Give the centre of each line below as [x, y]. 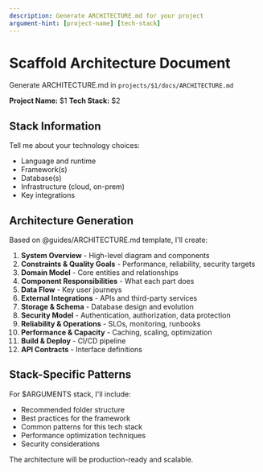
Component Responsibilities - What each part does [107, 281]
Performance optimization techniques [83, 435]
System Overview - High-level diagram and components [115, 256]
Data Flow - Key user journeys [71, 289]
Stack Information [55, 126]
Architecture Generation [72, 221]
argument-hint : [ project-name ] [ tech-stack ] [85, 23]
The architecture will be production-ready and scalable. [101, 459]
